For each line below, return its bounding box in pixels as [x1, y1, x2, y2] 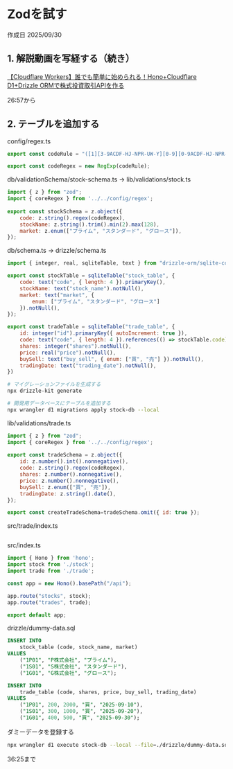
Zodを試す [7, 6, 67, 22]
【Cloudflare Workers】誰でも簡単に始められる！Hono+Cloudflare [7, 72, 197, 80]
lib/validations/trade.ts [7, 418, 71, 427]
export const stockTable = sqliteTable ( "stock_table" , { [7, 272, 175, 279]
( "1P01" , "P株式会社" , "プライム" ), [19, 657, 117, 664]
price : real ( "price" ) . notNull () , [19, 349, 116, 356]
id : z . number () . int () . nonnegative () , [19, 458, 129, 465]
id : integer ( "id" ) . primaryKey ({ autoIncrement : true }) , [19, 330, 188, 337]
